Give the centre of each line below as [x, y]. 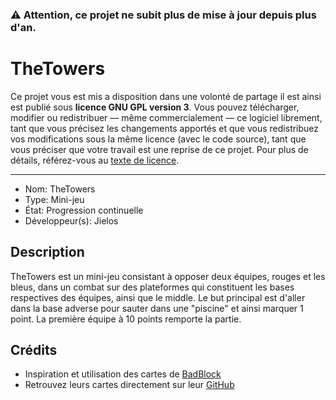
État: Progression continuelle [84, 210]
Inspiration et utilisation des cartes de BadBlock [123, 374]
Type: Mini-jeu [54, 199]
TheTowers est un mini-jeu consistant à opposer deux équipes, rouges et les [168, 276]
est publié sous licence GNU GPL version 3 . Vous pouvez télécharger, [155, 107]
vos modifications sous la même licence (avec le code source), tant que [158, 139]
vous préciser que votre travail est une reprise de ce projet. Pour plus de [159, 149]
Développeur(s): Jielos [71, 220]
